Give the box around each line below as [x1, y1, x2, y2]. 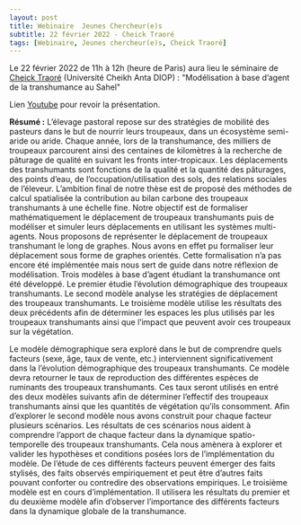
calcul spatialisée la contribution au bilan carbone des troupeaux [9, 193, 249, 204]
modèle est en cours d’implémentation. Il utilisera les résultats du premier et [9, 486, 290, 498]
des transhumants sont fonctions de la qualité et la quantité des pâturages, [9, 164, 287, 175]
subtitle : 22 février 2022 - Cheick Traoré [9, 30, 175, 39]
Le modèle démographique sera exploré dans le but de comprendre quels [9, 344, 282, 354]
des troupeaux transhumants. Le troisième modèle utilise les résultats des [9, 298, 282, 309]
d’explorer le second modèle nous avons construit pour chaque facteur [9, 410, 272, 422]
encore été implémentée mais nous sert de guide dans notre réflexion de [9, 259, 279, 270]
